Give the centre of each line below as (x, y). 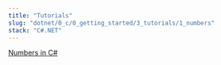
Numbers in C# (33, 53)
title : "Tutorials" (41, 15)
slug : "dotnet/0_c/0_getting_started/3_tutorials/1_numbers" (112, 23)
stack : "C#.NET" (35, 30)
